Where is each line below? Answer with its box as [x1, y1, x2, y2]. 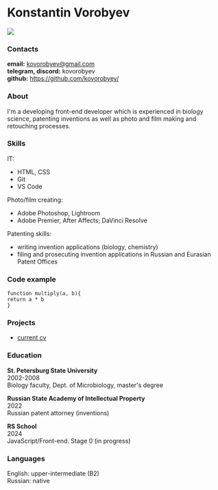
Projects [7, 318, 36, 327]
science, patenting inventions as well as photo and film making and [7, 115, 197, 123]
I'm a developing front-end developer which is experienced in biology [7, 107, 204, 115]
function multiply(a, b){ [7, 290, 81, 297]
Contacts [7, 44, 39, 54]
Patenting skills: [7, 229, 52, 237]
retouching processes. [7, 121, 71, 130]
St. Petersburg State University [7, 366, 98, 375]
